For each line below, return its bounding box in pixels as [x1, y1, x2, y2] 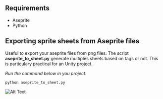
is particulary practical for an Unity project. [5, 61, 93, 67]
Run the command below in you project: [5, 70, 87, 76]
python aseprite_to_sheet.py [5, 80, 65, 85]
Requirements [5, 4, 50, 12]
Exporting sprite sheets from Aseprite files [5, 37, 140, 45]
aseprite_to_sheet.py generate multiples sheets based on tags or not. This [5, 55, 159, 61]
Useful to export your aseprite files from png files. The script [5, 50, 129, 56]
